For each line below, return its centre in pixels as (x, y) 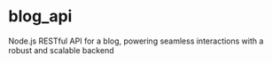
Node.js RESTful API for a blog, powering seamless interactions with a (136, 41)
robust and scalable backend (61, 50)
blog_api (40, 16)
